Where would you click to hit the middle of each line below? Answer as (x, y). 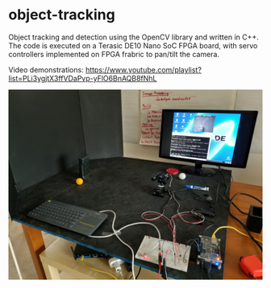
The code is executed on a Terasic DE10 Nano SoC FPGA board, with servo (133, 45)
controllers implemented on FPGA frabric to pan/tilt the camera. (114, 54)
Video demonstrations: (46, 69)
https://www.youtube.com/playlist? (143, 69)
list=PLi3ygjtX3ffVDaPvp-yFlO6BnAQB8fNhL (83, 78)
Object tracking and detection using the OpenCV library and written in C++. (134, 37)
